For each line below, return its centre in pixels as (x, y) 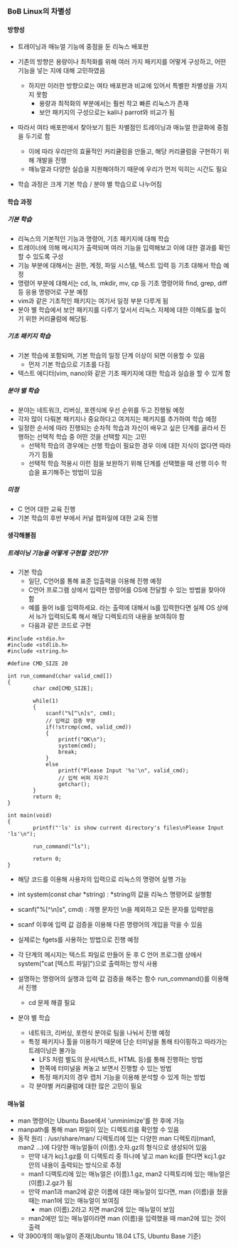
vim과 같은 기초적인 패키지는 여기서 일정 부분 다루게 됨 (93, 300)
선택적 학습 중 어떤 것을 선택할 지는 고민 (92, 436)
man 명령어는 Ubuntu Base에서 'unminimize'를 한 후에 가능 (101, 1121)
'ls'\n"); (22, 834)
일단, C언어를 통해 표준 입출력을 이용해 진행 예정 (95, 581)
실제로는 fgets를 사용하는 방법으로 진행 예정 (78, 940)
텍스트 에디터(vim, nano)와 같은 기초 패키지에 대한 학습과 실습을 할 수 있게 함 (124, 373)
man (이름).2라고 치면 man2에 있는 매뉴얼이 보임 (107, 1209)
